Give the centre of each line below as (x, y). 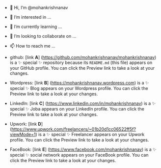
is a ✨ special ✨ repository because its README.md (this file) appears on (81, 62)
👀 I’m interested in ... (30, 17)
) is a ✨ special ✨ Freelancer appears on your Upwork (90, 134)
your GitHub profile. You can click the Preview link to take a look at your (82, 68)
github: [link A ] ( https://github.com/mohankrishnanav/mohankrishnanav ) (83, 57)
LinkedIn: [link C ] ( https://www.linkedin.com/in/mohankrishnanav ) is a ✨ (83, 103)
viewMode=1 (23, 134)
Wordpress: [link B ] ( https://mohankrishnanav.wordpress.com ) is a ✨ (79, 83)
